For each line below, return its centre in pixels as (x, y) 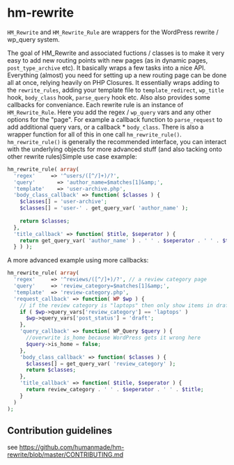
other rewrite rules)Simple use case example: (72, 156)
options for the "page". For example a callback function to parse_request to (115, 119)
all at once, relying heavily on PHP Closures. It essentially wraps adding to (114, 82)
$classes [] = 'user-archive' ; (64, 202)
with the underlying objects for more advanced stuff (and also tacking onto (115, 149)
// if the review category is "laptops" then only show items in (117, 305)
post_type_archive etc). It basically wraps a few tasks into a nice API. (107, 68)
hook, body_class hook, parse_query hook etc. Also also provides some (109, 97)
